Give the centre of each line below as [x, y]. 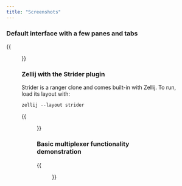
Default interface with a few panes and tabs [72, 33]
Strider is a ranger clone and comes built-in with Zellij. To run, [99, 88]
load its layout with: [46, 94]
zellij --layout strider [53, 105]
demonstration [59, 152]
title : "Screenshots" [34, 12]
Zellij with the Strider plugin [63, 74]
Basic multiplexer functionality [83, 144]
